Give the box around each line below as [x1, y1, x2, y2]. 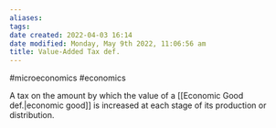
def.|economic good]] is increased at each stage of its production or [9, 100, 267, 111]
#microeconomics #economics [9, 72, 126, 83]
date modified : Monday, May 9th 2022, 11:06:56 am [9, 38, 207, 48]
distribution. [9, 110, 55, 121]
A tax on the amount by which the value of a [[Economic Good [9, 91, 244, 101]
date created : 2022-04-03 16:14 [9, 30, 133, 39]
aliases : [9, 13, 43, 23]
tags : [9, 22, 30, 31]
